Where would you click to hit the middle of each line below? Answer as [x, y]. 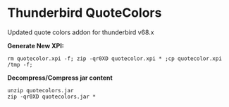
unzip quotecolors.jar [41, 90]
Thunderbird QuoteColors [85, 13]
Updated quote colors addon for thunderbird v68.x [81, 32]
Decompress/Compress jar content [60, 78]
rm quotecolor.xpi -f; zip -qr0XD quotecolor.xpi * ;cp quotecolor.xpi [114, 58]
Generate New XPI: [36, 45]
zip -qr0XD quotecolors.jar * [52, 97]
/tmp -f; [20, 64]
